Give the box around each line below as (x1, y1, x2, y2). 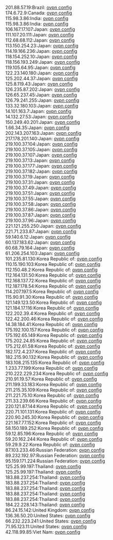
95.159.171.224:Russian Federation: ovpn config (5, 458, 105, 464)
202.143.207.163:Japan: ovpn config (5, 130, 82, 136)
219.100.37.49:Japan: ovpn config (5, 185, 76, 191)
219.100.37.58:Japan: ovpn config (5, 201, 76, 207)
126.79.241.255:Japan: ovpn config (5, 97, 80, 103)
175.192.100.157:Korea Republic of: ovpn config (5, 327, 104, 333)
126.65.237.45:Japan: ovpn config (5, 92, 77, 98)
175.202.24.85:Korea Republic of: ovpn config (5, 338, 102, 344)
